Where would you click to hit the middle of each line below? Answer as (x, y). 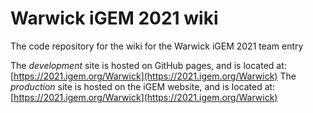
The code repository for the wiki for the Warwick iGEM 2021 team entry (157, 46)
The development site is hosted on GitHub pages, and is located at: (148, 65)
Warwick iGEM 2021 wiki (114, 18)
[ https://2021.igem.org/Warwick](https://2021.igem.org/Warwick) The (153, 76)
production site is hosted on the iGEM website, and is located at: (143, 86)
